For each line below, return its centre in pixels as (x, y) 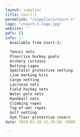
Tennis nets (22, 52)
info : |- (14, 38)
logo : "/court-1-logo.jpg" (33, 24)
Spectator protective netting (41, 71)
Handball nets (24, 99)
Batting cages (24, 66)
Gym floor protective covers (40, 117)
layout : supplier (23, 10)
